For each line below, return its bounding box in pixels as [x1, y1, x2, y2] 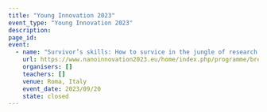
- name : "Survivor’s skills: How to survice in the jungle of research [15, 48, 258, 56]
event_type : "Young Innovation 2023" [8, 19, 133, 27]
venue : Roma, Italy [22, 77, 87, 85]
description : [8, 26, 52, 34]
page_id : [8, 33, 37, 42]
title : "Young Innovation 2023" [8, 11, 115, 20]
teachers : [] [22, 70, 66, 78]
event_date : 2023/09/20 [22, 84, 102, 93]
